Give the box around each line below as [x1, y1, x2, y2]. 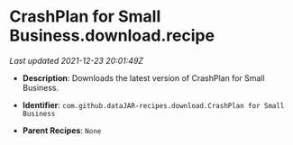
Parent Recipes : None [22, 124, 102, 136]
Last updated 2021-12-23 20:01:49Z [9, 55, 144, 66]
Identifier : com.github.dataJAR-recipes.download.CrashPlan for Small [22, 99, 285, 110]
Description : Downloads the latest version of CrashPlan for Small [22, 72, 265, 83]
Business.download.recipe [9, 25, 215, 46]
